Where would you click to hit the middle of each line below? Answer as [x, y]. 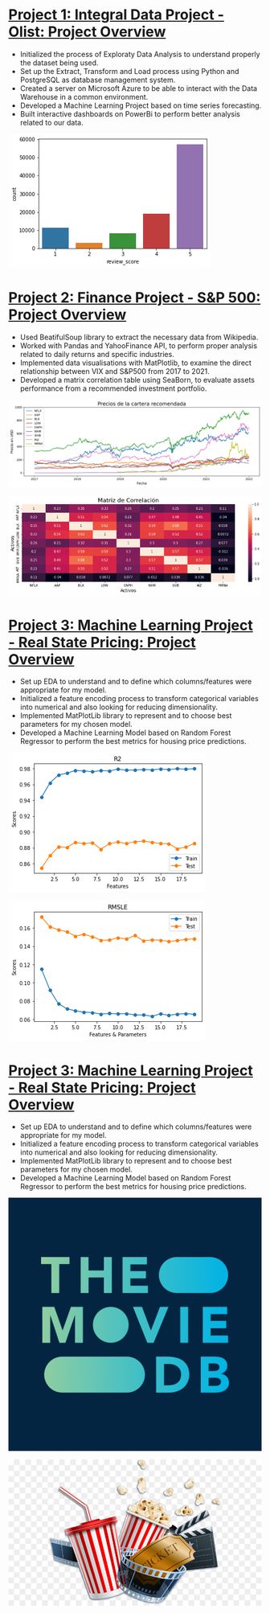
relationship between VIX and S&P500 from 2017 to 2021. [115, 371]
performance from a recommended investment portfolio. [113, 388]
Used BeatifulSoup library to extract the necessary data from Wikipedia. [139, 337]
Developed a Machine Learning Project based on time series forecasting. [141, 105]
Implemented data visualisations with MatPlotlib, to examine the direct [135, 363]
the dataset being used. [59, 63]
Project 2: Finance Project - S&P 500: [135, 298]
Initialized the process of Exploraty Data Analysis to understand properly [140, 54]
